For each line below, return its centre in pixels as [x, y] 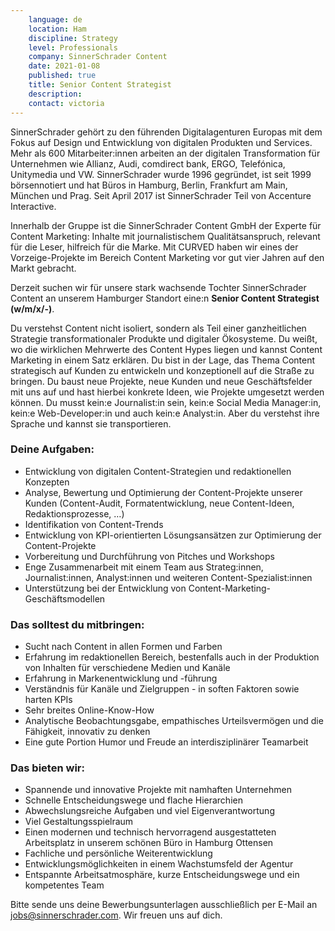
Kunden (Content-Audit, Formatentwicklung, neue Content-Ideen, [159, 503]
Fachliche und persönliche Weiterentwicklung [118, 853]
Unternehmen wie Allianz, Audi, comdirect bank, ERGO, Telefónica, [148, 163]
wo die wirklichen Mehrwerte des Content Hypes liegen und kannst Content [166, 349]
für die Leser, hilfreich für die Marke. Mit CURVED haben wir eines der [154, 247]
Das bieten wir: [47, 768]
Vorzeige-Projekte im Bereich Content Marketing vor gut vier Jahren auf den [167, 257]
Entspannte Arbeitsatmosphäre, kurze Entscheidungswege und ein [162, 875]
